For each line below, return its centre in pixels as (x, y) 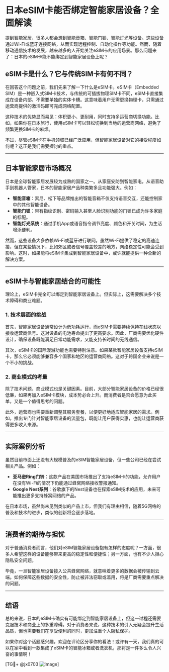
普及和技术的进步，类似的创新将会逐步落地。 (52, 512)
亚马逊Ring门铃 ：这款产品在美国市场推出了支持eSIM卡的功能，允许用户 (87, 476)
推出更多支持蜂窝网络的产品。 (48, 495)
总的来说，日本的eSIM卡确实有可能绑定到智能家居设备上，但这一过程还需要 (83, 618)
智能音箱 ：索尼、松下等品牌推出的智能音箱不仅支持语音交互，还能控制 (85, 198)
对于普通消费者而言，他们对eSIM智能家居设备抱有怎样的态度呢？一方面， (81, 547)
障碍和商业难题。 (27, 301)
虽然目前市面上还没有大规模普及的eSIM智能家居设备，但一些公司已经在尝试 (83, 459)
